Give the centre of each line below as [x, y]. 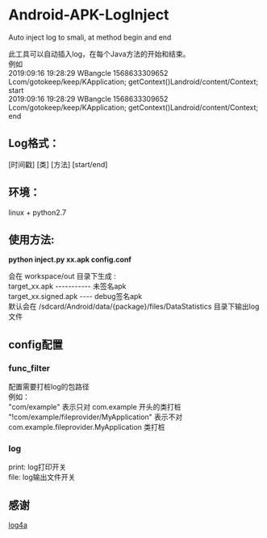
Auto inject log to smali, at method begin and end [90, 37]
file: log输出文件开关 [42, 477]
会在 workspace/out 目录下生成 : [63, 276]
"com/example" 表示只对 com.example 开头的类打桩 [95, 407]
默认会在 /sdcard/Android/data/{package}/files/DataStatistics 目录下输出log [134, 307]
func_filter [29, 368]
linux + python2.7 [38, 212]
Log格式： [34, 143]
